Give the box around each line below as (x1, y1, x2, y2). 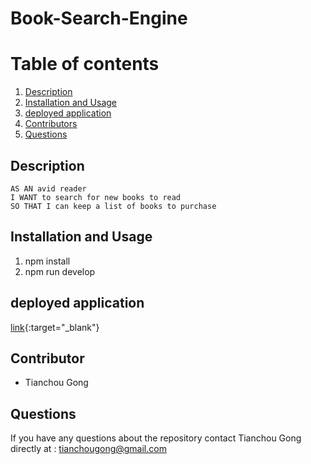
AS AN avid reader (10, 183, 87, 194)
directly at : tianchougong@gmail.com (10, 443, 167, 455)
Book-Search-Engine (10, 7, 188, 30)
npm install (24, 255, 71, 267)
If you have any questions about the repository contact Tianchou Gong (10, 432, 302, 444)
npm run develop (24, 265, 96, 277)
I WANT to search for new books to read (10, 192, 182, 202)
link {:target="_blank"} (10, 321, 100, 333)
